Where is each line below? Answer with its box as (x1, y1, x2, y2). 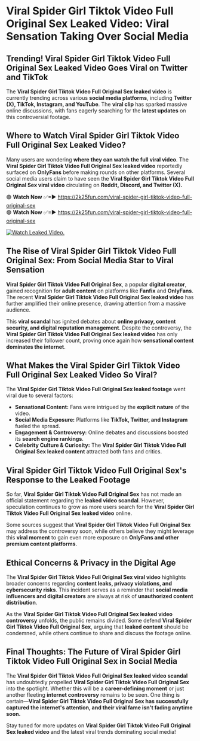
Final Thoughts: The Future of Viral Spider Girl (6, 647, 181, 657)
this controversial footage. (6, 114, 70, 120)
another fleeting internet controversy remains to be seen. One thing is (6, 691, 180, 698)
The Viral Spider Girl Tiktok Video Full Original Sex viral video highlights (6, 574, 186, 581)
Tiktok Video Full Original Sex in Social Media (6, 656, 178, 666)
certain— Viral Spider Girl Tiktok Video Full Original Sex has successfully (6, 697, 189, 705)
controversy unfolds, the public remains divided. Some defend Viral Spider (6, 617, 192, 624)
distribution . (6, 599, 38, 606)
